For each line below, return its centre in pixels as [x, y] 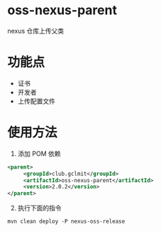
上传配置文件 [36, 101]
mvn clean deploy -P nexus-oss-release [66, 222]
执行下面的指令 [39, 208]
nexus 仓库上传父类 [36, 31]
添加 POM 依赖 [39, 153]
